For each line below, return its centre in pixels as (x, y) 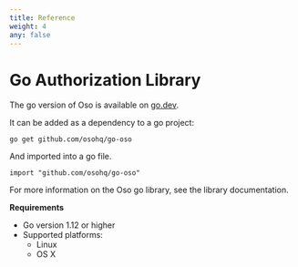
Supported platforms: (62, 235)
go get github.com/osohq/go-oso (71, 139)
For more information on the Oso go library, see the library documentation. (149, 190)
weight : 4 (28, 26)
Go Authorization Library (105, 80)
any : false (30, 35)
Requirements (37, 208)
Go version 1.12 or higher (69, 225)
